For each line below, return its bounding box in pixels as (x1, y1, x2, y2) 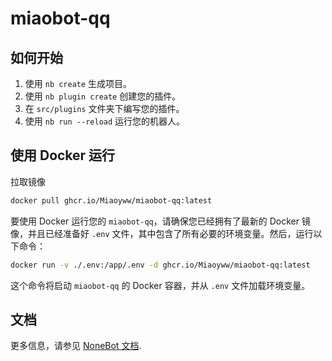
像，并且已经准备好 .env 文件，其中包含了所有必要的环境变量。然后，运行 (10, 227, 314, 239)
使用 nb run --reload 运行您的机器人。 (24, 115, 186, 127)
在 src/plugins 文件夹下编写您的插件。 (24, 103, 185, 114)
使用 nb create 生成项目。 (24, 78, 133, 89)
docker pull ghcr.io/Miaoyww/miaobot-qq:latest (10, 195, 213, 206)
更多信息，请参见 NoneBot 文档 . (10, 340, 142, 352)
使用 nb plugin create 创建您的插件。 (24, 90, 182, 102)
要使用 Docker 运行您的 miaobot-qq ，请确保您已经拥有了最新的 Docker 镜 (10, 215, 311, 227)
